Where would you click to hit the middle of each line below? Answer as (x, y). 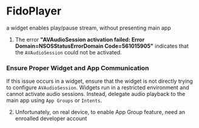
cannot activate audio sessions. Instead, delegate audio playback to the (96, 94)
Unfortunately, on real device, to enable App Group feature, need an (100, 112)
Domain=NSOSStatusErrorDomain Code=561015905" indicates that (102, 46)
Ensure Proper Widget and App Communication (78, 68)
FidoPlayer (34, 11)
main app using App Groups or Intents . (54, 100)
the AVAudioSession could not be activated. (69, 52)
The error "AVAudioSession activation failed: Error (80, 39)
